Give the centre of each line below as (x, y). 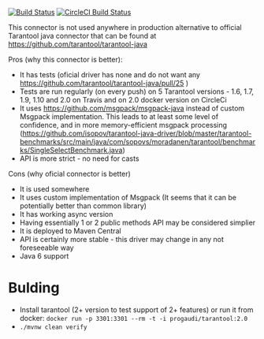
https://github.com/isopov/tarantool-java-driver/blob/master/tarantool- (137, 133)
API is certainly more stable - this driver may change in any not (122, 239)
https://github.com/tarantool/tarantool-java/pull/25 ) (104, 83)
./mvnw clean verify (53, 327)
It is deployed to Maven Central (70, 231)
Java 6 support (44, 256)
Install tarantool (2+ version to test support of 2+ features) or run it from (136, 309)
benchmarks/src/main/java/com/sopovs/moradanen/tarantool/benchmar (138, 142)
